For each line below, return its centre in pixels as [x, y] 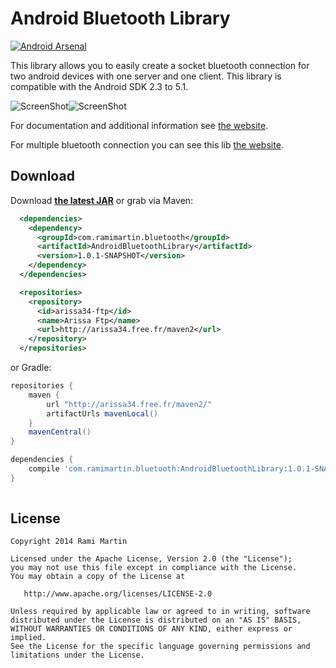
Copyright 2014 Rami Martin [69, 542]
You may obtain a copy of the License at [98, 577]
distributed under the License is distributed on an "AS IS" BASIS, [156, 620]
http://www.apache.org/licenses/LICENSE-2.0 [118, 594]
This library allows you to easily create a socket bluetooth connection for [160, 65]
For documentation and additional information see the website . [139, 125]
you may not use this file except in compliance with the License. [154, 568]
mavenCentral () [60, 432]
